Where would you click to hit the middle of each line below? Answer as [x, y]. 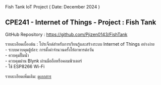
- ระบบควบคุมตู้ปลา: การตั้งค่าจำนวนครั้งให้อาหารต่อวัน [50, 49]
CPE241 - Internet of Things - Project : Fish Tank [81, 23]
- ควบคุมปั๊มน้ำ [17, 55]
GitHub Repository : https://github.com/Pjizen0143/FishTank [66, 34]
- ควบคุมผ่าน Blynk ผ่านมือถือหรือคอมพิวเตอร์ [44, 61]
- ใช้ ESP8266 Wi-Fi [25, 66]
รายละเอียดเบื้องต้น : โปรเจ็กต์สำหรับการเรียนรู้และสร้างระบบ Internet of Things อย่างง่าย [80, 44]
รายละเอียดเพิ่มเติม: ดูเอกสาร [28, 76]
